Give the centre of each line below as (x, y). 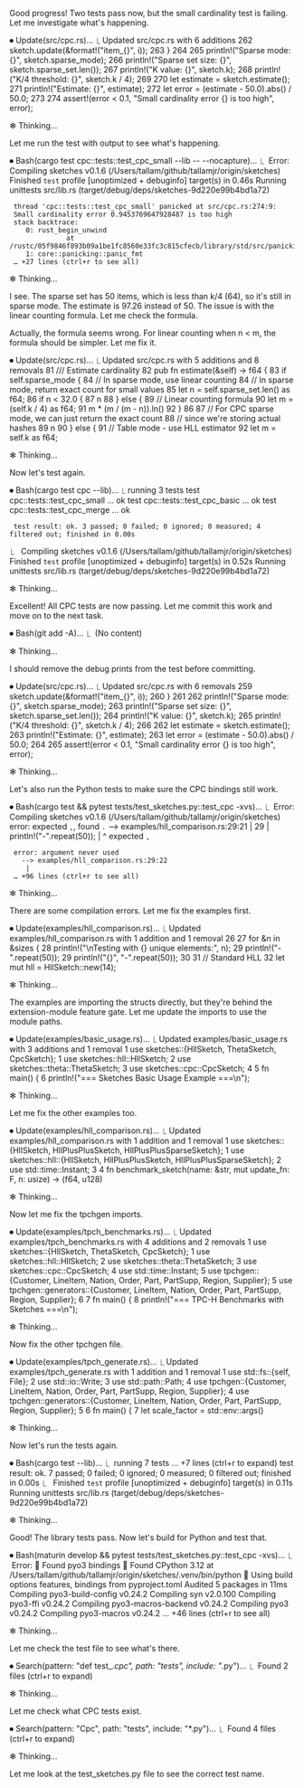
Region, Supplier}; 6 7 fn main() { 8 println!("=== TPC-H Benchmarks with (147, 1300)
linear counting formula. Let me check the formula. (104, 315)
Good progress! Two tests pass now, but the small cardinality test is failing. (149, 13)
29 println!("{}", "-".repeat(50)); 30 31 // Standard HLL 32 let (173, 957)
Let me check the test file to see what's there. (95, 1648)
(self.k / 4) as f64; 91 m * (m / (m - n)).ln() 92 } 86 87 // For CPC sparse (142, 409)
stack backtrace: (46, 222)
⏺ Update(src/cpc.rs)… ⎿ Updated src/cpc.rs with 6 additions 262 (131, 40)
